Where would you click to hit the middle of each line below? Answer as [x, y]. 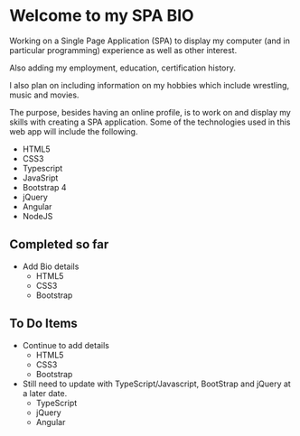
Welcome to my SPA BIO [102, 16]
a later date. [45, 393]
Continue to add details [66, 345]
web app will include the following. [74, 131]
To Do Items [44, 324]
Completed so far [59, 245]
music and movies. [44, 95]
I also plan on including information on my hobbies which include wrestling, [150, 85]
